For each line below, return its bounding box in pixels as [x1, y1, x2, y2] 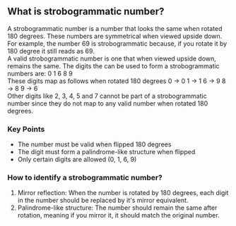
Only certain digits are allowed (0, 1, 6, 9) [17, 155, 137, 164]
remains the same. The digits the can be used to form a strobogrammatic [7, 61, 220, 70]
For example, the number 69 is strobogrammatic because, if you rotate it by [7, 39, 228, 48]
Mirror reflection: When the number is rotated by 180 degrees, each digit [17, 189, 229, 197]
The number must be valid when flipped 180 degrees [17, 140, 172, 149]
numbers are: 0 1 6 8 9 [7, 69, 73, 77]
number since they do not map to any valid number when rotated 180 [7, 99, 208, 108]
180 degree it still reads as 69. [7, 46, 95, 55]
